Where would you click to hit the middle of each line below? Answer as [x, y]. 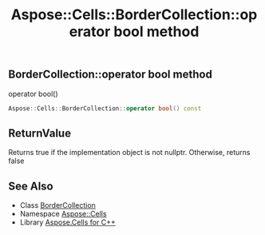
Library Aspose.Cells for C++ [67, 222]
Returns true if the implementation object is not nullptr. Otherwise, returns [129, 153]
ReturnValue [40, 133]
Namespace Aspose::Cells [63, 214]
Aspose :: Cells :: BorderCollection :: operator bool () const [105, 108]
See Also [31, 186]
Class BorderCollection [57, 205]
